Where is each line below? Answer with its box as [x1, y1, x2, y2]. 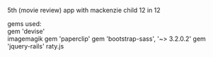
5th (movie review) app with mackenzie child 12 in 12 [7, 6, 161, 14]
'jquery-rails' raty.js [7, 42, 64, 50]
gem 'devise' [7, 27, 45, 35]
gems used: [7, 20, 42, 27]
